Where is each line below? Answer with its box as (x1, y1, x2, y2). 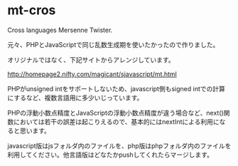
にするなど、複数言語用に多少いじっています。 (7, 93, 144, 102)
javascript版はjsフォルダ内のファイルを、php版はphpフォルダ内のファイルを (7, 141, 232, 150)
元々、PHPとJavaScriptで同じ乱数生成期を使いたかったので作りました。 (7, 40, 220, 48)
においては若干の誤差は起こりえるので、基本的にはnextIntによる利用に (13, 117, 220, 126)
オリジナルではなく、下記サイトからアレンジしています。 (7, 56, 175, 64)
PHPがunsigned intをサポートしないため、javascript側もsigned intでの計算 (7, 84, 225, 93)
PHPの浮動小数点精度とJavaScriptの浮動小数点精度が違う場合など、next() (7, 108, 224, 117)
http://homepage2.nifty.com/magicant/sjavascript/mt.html (7, 70, 178, 78)
